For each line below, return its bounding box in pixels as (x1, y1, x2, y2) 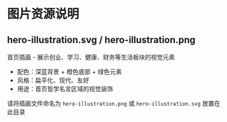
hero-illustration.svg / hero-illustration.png (7, 34, 196, 45)
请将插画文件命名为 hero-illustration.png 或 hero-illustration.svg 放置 (7, 99, 215, 107)
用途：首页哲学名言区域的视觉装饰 (16, 85, 113, 93)
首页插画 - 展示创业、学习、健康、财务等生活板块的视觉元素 (7, 53, 176, 61)
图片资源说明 (7, 6, 80, 22)
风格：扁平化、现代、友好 (16, 76, 90, 84)
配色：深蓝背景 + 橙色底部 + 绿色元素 (16, 68, 122, 75)
